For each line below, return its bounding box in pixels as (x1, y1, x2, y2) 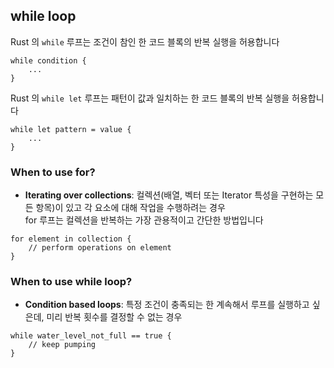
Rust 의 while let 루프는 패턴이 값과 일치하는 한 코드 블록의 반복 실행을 (10, 92, 290, 104)
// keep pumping (28, 340, 97, 350)
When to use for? (10, 165, 96, 179)
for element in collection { (10, 234, 132, 244)
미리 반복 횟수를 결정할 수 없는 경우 (46, 311, 183, 323)
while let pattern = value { (10, 124, 132, 134)
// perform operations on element (28, 243, 172, 253)
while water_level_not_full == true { (10, 331, 172, 341)
